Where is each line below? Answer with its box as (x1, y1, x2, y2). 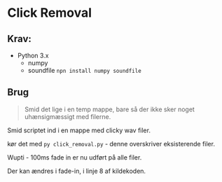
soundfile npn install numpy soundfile (27, 66, 141, 74)
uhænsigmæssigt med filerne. (24, 112, 111, 120)
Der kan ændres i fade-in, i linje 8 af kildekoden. (7, 167, 146, 175)
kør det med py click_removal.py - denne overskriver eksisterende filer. (7, 139, 216, 148)
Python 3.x (17, 51, 49, 59)
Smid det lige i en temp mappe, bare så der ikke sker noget (24, 105, 195, 113)
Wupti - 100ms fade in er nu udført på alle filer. (7, 153, 142, 162)
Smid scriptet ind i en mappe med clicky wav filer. (7, 126, 151, 134)
